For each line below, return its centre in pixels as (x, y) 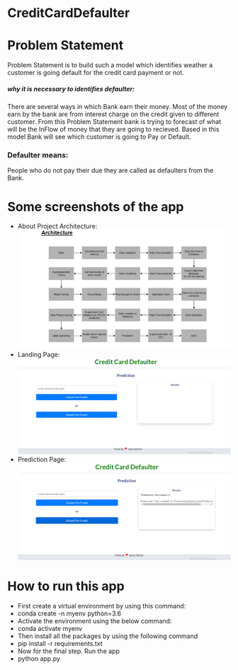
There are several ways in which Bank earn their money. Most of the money (118, 107)
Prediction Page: (42, 459)
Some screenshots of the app (96, 206)
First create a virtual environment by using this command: (102, 606)
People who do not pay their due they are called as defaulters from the (110, 171)
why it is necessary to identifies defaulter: (71, 89)
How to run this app (66, 586)
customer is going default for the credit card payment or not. (96, 73)
